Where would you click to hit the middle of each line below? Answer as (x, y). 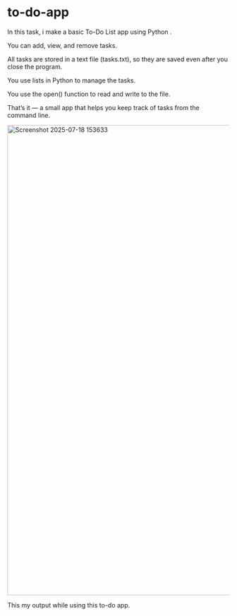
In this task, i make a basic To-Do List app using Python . (90, 32)
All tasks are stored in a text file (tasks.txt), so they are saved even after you (117, 59)
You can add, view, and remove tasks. (62, 45)
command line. (29, 115)
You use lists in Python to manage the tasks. (72, 80)
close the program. (35, 66)
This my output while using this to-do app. (69, 605)
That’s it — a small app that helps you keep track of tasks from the (103, 107)
